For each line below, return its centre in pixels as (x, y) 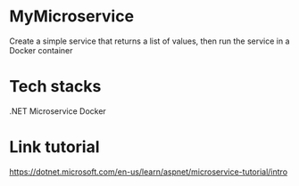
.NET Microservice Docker (58, 111)
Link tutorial (54, 147)
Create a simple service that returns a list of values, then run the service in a (149, 41)
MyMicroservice (72, 16)
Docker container (41, 50)
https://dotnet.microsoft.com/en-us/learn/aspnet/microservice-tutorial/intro (149, 172)
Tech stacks (55, 87)
